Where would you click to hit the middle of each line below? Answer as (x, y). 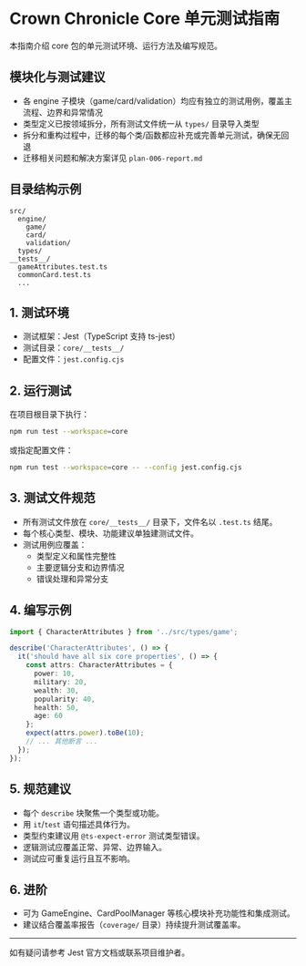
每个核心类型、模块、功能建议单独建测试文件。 (110, 533)
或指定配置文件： (41, 450)
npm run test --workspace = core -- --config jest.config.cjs (126, 468)
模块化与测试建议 (57, 77)
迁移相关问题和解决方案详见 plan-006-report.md (112, 158)
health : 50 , (56, 707)
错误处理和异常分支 (72, 579)
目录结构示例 (46, 189)
